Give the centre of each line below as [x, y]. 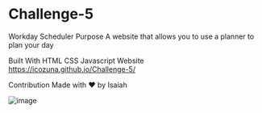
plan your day [31, 44]
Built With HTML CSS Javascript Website [76, 61]
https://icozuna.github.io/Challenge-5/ [72, 69]
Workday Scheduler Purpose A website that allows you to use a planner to [131, 36]
